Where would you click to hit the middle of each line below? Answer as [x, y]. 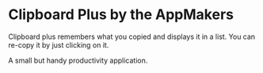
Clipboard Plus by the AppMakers [121, 15]
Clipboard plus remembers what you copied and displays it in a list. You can [132, 36]
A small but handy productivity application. [78, 60]
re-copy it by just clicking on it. [59, 44]
